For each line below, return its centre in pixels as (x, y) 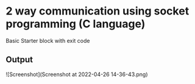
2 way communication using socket (97, 11)
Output (19, 60)
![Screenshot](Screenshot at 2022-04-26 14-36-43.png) (77, 74)
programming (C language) (76, 24)
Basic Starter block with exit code (48, 40)
